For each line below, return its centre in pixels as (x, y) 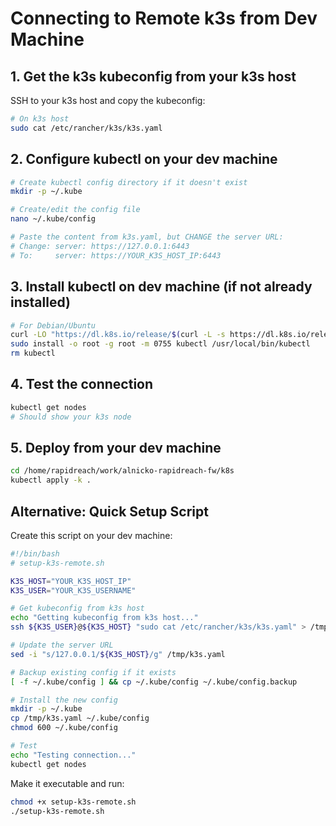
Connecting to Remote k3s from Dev (164, 18)
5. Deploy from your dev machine (116, 447)
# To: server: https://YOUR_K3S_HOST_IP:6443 (116, 255)
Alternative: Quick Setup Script (109, 511)
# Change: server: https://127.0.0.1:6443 (100, 246)
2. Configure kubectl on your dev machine (144, 159)
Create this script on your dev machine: (91, 535)
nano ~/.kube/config (53, 219)
